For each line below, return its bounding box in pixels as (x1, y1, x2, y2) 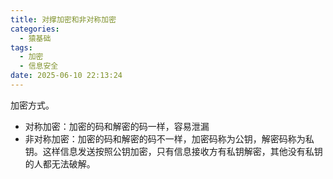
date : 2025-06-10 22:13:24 (10, 71, 123, 81)
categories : (10, 24, 60, 34)
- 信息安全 (19, 61, 59, 71)
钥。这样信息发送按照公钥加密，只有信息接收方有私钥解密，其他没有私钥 (24, 145, 323, 157)
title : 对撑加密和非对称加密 (10, 14, 117, 25)
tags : (10, 42, 33, 53)
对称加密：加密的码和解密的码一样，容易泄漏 (24, 120, 210, 132)
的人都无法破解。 (24, 157, 96, 170)
